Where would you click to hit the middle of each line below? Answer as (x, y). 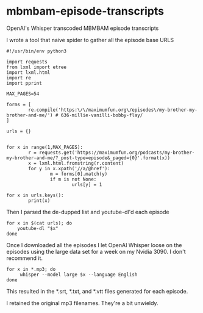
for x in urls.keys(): (35, 195)
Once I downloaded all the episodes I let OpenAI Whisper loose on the (94, 245)
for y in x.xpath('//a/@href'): (69, 168)
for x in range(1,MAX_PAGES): (45, 147)
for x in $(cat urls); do (39, 223)
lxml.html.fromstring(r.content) (81, 163)
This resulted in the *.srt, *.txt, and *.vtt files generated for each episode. (97, 291)
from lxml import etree (37, 67)
